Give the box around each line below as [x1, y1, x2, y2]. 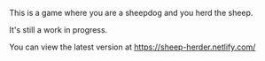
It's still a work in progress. [9, 25, 108, 34]
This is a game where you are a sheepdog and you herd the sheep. [9, 8, 253, 18]
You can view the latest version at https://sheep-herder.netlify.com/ [9, 42, 256, 52]
